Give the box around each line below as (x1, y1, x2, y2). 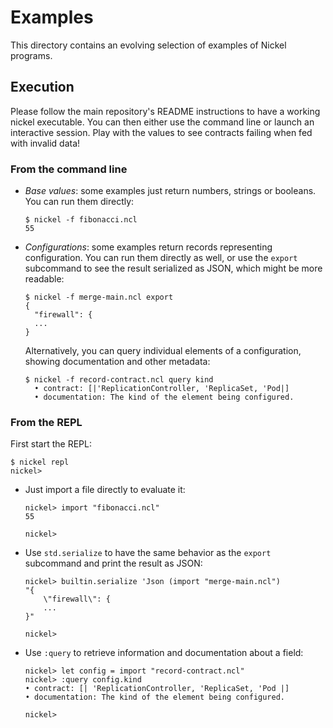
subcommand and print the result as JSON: (24, 557, 203, 570)
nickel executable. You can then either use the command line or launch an (10, 116, 315, 128)
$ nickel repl (10, 457, 70, 468)
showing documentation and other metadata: (24, 356, 211, 368)
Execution (10, 79, 75, 96)
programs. (10, 49, 53, 61)
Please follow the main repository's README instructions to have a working (10, 105, 321, 117)
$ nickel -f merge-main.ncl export (24, 292, 174, 303)
